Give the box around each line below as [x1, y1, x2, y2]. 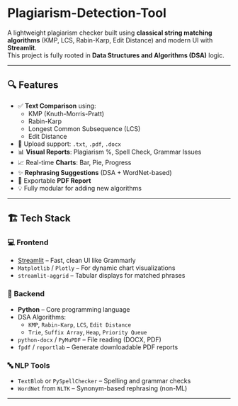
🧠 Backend [7, 289, 45, 299]
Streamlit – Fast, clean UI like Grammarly [17, 256, 136, 265]
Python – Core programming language [17, 305, 130, 313]
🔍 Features [7, 79, 59, 91]
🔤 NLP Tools [7, 360, 50, 370]
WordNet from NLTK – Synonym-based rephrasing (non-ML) [17, 384, 188, 393]
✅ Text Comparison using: [17, 101, 97, 110]
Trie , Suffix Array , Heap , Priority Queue [28, 327, 147, 336]
